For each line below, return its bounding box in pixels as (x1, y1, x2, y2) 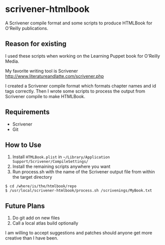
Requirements (5, 108, 50, 117)
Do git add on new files (12, 215, 60, 221)
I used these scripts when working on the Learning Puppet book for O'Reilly (5, 53, 161, 59)
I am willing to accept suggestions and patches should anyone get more (5, 230, 153, 236)
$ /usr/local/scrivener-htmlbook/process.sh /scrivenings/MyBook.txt (5, 188, 153, 193)
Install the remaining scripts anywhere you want (12, 163, 111, 170)
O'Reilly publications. (5, 25, 49, 31)
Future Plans (5, 202, 45, 210)
